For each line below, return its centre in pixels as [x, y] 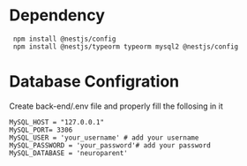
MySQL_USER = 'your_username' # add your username [104, 138]
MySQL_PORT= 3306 [41, 130]
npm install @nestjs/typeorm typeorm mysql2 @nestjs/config [126, 46]
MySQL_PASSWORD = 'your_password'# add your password [110, 145]
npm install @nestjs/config [64, 39]
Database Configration [94, 82]
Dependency [57, 15]
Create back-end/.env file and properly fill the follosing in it [116, 106]
